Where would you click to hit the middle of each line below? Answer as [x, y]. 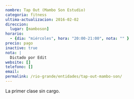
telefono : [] [19, 67]
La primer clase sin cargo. [33, 91]
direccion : [17, 24]
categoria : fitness [26, 15]
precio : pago [19, 43]
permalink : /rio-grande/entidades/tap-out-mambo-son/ [64, 77]
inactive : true [21, 48]
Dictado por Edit [28, 57]
